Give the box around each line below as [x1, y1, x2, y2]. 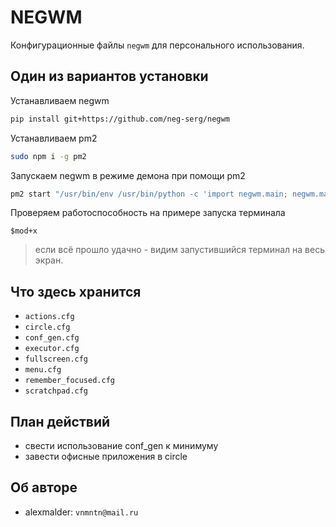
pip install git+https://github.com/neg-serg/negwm [10, 114, 230, 124]
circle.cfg [24, 322, 71, 333]
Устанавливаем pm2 [10, 132, 98, 144]
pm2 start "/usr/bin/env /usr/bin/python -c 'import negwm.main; [10, 189, 288, 199]
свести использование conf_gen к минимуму [24, 440, 219, 451]
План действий [10, 413, 111, 430]
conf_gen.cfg [24, 333, 80, 343]
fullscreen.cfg [24, 354, 89, 365]
